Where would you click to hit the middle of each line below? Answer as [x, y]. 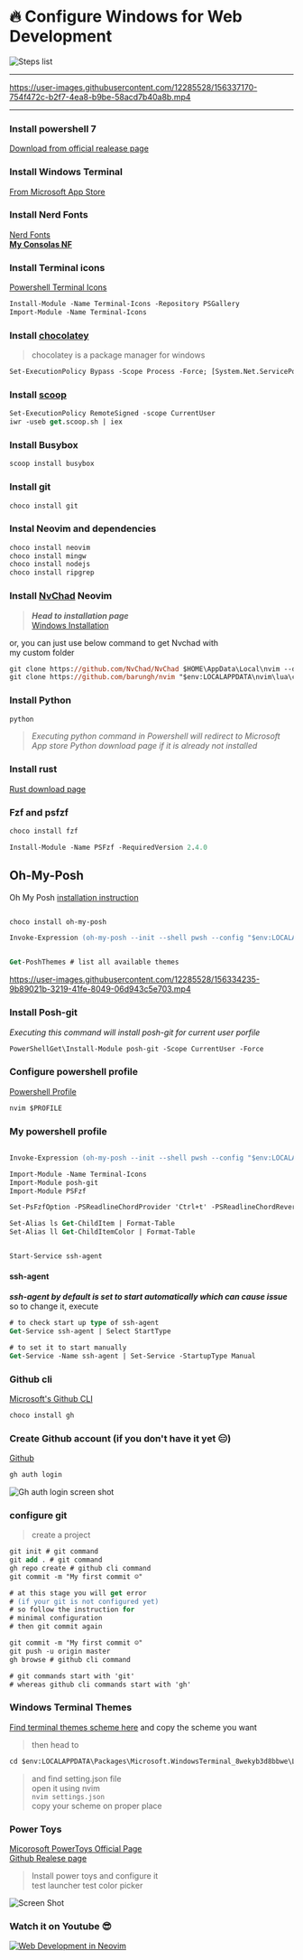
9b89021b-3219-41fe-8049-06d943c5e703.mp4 [100, 989]
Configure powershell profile [73, 1072]
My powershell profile [59, 1131]
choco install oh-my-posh [58, 922]
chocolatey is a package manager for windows [118, 355]
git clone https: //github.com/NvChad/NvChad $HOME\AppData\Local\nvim [145, 669]
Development [61, 37]
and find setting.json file [76, 1778]
